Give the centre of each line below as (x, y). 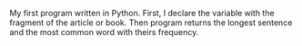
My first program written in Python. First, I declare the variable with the (142, 13)
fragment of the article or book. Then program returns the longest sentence (151, 23)
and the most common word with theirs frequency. (104, 32)
